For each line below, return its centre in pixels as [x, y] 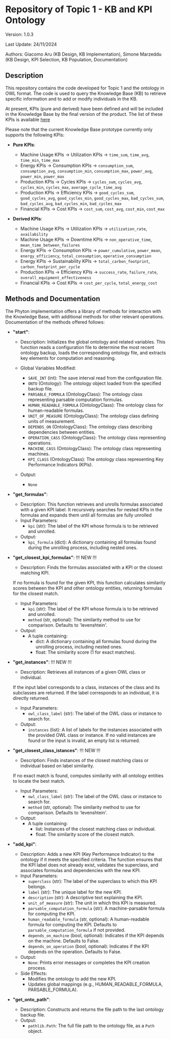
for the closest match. [36, 593]
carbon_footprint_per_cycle [50, 267]
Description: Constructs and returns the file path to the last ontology [92, 1009]
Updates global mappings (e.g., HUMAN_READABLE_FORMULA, [95, 984]
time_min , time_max [40, 160]
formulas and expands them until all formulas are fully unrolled [86, 515]
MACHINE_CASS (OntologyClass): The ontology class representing [95, 448]
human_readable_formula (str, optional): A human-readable [89, 919]
